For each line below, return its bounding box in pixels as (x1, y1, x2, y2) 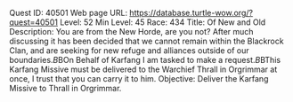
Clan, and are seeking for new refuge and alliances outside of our (9, 45, 249, 56)
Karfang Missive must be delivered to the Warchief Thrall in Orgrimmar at (9, 64, 278, 75)
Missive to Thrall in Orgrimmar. (9, 83, 122, 93)
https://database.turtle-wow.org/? (128, 8, 254, 18)
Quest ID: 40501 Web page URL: (9, 8, 127, 18)
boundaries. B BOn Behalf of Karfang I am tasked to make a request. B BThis (9, 55, 281, 65)
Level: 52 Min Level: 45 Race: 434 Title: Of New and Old (59, 17, 266, 27)
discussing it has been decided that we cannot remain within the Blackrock (9, 35, 284, 46)
